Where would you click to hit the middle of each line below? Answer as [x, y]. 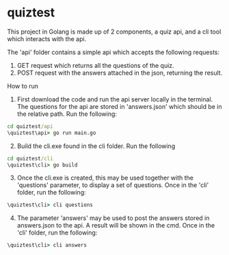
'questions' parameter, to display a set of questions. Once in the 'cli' [113, 185]
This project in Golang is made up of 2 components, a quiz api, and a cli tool [114, 32]
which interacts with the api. [47, 38]
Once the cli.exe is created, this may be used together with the [105, 178]
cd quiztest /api [30, 126]
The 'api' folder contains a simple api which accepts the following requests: [113, 52]
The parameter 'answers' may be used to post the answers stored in [113, 218]
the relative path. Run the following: [67, 114]
